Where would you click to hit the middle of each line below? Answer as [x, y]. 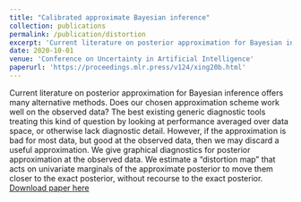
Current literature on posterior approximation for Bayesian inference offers [146, 93]
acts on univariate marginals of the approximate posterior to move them [141, 168]
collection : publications [57, 26]
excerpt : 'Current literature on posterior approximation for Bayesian [146, 42]
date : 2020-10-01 [42, 51]
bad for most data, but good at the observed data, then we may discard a [144, 140]
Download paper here [49, 188]
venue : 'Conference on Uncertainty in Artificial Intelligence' [132, 59]
